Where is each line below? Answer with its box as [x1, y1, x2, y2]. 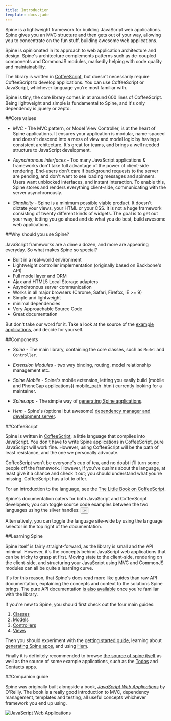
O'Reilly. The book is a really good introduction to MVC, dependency [5, 689, 150, 695]
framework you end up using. [5, 699, 67, 706]
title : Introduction [5, 7, 50, 13]
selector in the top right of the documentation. [5, 523, 102, 529]
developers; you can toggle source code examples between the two [5, 501, 149, 507]
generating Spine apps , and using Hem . [5, 643, 89, 649]
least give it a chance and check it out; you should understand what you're [5, 470, 162, 476]
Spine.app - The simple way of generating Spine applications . [12, 398, 143, 404]
